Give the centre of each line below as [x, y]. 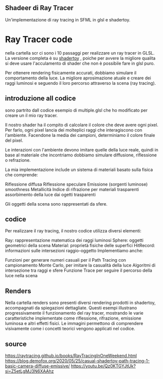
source [16, 344]
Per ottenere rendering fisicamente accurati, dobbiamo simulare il [71, 73]
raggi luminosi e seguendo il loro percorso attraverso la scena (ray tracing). [81, 83]
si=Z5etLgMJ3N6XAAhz [29, 371]
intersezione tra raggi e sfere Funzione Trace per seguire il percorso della [79, 270]
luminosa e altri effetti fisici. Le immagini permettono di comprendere [74, 323]
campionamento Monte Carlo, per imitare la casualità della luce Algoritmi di [80, 265]
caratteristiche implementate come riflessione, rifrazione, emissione [73, 318]
